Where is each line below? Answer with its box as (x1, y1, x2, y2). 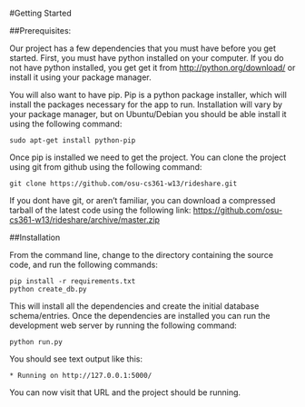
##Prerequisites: (9, 25, 72, 35)
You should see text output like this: (9, 353, 143, 364)
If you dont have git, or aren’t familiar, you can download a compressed (9, 195, 276, 205)
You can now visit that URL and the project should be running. (9, 387, 241, 398)
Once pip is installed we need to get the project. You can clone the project (9, 152, 287, 163)
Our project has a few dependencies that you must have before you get (9, 43, 277, 54)
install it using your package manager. (9, 72, 152, 83)
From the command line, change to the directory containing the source (9, 250, 274, 260)
